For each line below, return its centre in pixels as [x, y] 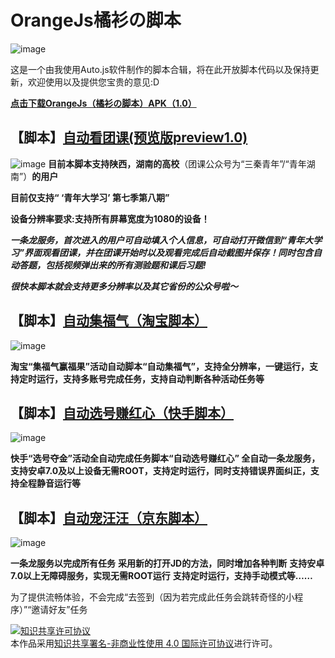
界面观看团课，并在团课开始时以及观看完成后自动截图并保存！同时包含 [169, 252]
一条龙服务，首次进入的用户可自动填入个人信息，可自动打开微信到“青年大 [162, 240]
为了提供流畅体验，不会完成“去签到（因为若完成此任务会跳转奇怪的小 [152, 597]
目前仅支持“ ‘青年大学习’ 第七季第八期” [90, 197]
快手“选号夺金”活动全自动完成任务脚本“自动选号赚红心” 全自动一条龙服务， [165, 458]
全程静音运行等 [49, 483]
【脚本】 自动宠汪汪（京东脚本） [109, 517]
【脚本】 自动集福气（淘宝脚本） [109, 321]
